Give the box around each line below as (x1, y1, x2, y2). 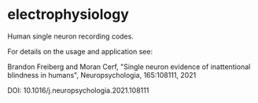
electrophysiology (7, 6, 129, 24)
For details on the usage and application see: (7, 46, 153, 56)
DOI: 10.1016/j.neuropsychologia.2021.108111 (7, 85, 149, 95)
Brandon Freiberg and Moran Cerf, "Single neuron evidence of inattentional (7, 61, 251, 72)
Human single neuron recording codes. (7, 31, 135, 41)
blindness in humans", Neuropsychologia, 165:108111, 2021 (7, 70, 197, 79)
